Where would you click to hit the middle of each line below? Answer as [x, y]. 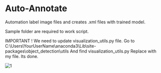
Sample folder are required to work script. [47, 31]
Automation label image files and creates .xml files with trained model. [75, 22]
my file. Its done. [22, 56]
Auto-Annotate [36, 9]
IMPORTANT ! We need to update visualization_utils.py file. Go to [70, 41]
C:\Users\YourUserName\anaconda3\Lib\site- [51, 46]
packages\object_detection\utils [37, 51]
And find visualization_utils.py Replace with [113, 51]
